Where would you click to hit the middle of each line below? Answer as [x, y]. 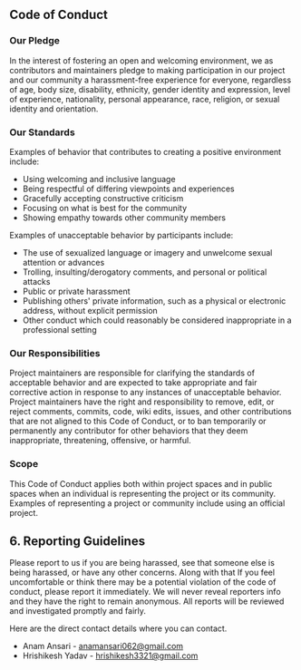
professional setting [59, 329]
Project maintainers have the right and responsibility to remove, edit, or [142, 402]
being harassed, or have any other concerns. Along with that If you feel [142, 573]
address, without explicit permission [90, 310]
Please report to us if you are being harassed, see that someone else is [142, 563]
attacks [36, 281]
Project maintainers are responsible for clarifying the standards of [132, 373]
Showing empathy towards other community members [124, 218]
